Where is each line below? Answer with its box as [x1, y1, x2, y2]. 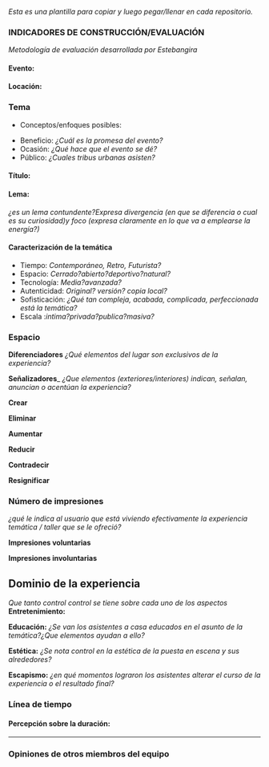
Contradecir [8, 461, 50, 470]
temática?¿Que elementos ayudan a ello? [8, 631, 146, 640]
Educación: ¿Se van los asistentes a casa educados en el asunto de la [8, 622, 243, 632]
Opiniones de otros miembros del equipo [8, 749, 170, 760]
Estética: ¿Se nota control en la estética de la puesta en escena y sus [8, 646, 240, 656]
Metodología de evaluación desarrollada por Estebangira [8, 45, 198, 55]
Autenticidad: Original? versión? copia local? [19, 286, 168, 295]
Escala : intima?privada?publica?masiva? [19, 311, 155, 321]
